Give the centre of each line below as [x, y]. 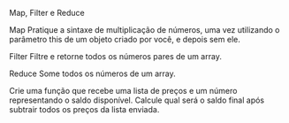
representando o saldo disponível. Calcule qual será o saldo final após [137, 100]
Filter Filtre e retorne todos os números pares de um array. [116, 56]
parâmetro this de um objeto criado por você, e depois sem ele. [125, 39]
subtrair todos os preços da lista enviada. [84, 109]
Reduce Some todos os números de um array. [92, 73]
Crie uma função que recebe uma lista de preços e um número [123, 91]
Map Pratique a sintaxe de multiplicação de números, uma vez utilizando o [144, 30]
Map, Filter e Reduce [47, 13]
